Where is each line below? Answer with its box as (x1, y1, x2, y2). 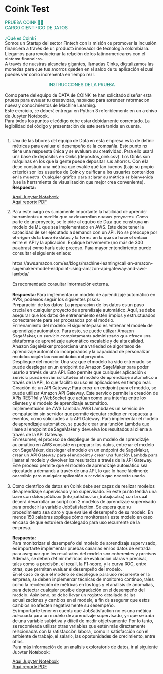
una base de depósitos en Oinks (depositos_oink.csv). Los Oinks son (12, 153, 150, 159)
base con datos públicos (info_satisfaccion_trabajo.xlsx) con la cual (12, 494, 147, 499)
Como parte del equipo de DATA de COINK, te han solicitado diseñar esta (5, 92, 152, 98)
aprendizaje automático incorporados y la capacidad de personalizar (12, 348, 150, 354)
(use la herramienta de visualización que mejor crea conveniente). (12, 179, 145, 185)
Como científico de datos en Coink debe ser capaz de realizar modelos (12, 483, 155, 489)
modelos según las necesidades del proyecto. (12, 354, 105, 359)
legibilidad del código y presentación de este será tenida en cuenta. (5, 123, 141, 129)
